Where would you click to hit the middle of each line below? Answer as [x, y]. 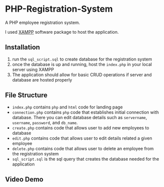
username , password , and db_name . [45, 123]
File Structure [26, 95]
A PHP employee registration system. [43, 22]
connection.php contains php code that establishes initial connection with [85, 112]
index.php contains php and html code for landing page [68, 107]
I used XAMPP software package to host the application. [62, 32]
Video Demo [24, 179]
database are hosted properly [42, 80]
